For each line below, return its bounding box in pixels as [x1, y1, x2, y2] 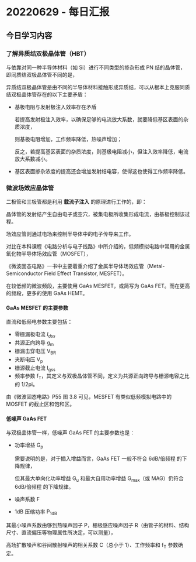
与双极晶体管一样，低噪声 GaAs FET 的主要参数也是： [6, 429, 135, 436]
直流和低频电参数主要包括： [6, 318, 73, 325]
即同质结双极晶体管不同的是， [6, 71, 78, 78]
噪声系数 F [14, 495, 40, 502]
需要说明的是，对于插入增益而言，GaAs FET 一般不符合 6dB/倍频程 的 [14, 455, 183, 462]
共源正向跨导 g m [14, 339, 54, 347]
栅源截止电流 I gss [14, 364, 55, 372]
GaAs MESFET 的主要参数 [6, 304, 69, 311]
